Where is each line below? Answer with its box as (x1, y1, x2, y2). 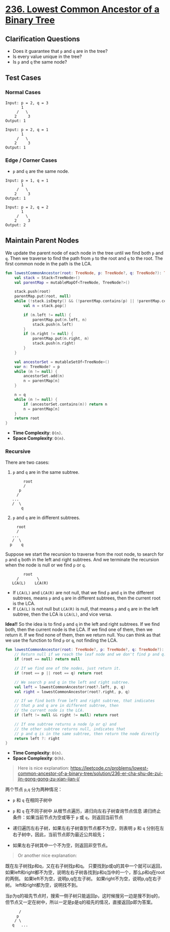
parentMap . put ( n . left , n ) (32, 317, 87, 322)
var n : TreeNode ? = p (14, 364, 60, 369)
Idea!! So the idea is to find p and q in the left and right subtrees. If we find (5, 621, 160, 627)
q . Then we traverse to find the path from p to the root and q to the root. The (5, 255, 163, 261)
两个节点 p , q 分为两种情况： (5, 787, 63, 793)
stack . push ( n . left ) (32, 322, 73, 327)
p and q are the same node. (12, 168, 69, 174)
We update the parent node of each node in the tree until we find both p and (5, 250, 163, 256)
